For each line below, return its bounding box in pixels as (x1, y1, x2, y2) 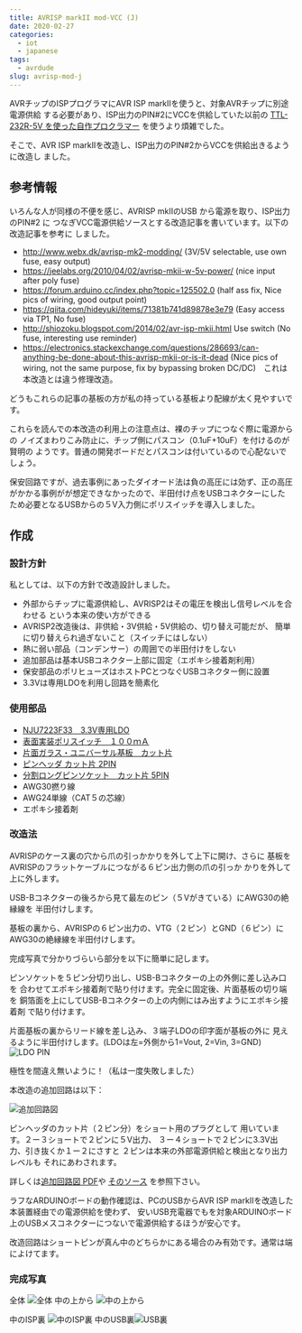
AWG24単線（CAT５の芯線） (22, 791, 131, 803)
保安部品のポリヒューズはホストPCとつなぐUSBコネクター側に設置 (22, 666, 270, 677)
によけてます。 (9, 1247, 64, 1259)
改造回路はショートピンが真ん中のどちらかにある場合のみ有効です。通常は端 (9, 1236, 293, 1247)
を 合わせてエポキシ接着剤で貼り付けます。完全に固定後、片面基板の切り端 (9, 983, 288, 994)
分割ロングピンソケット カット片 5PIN (22, 769, 169, 781)
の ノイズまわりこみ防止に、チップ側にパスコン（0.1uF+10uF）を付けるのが (9, 434, 290, 445)
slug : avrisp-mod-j (9, 72, 83, 81)
